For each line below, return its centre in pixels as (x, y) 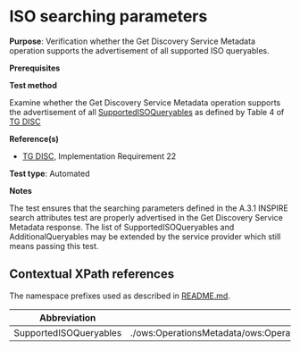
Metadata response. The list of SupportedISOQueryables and (122, 227)
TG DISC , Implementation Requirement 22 (99, 156)
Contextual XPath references (92, 274)
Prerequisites (35, 68)
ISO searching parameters (108, 17)
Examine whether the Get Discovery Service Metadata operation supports (145, 102)
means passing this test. (54, 246)
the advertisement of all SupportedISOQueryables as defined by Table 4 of (147, 112)
